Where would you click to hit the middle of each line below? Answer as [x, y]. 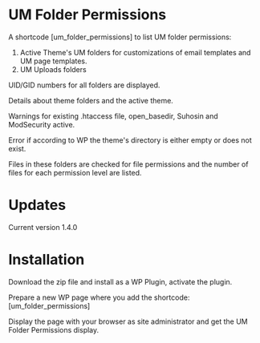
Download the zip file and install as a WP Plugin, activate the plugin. [120, 281]
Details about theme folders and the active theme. [91, 100]
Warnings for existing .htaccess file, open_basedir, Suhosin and [113, 116]
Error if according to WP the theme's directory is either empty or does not [130, 140]
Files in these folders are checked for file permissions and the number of [128, 164]
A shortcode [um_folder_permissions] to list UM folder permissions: [120, 37]
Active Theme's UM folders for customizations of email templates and [135, 52]
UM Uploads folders [53, 69]
